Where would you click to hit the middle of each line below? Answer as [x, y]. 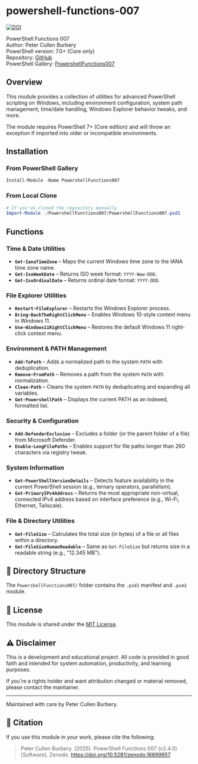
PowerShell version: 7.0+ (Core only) [51, 51]
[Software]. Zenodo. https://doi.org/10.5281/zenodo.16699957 [95, 755]
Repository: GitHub [29, 57]
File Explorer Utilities [36, 295]
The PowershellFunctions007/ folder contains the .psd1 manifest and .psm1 [97, 585]
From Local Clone [32, 196]
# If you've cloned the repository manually [62, 208]
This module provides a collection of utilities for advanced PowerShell [91, 96]
